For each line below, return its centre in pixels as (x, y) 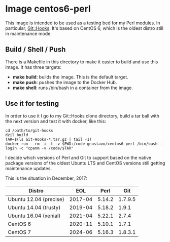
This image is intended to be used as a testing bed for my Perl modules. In (83, 23)
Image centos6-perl (48, 9)
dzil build (17, 135)
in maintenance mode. (28, 33)
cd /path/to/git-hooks (29, 130)
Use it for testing (32, 104)
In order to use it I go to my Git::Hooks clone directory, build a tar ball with (82, 116)
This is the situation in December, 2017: (46, 178)
